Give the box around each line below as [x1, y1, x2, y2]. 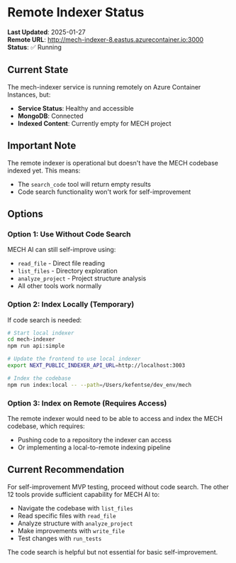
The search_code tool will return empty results [17, 180, 151, 188]
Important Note [7, 140, 77, 152]
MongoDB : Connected [17, 111, 84, 120]
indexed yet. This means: [7, 166, 81, 175]
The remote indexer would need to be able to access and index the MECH [7, 414, 223, 422]
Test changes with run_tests [17, 534, 102, 542]
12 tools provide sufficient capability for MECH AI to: [7, 490, 160, 498]
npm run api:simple [7, 342, 65, 350]
